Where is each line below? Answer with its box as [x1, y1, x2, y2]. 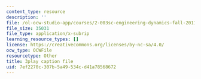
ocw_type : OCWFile [6, 48, 52, 53]
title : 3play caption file [6, 58, 74, 64]
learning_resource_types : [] [6, 36, 79, 42]
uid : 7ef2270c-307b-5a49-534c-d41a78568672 [6, 64, 117, 70]
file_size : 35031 [6, 25, 50, 31]
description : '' [6, 14, 47, 20]
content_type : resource [6, 8, 66, 15]
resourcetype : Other [6, 53, 58, 59]
